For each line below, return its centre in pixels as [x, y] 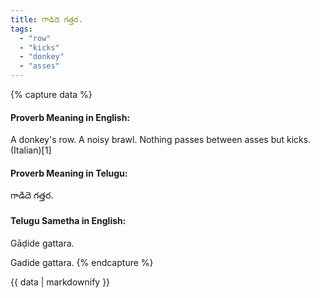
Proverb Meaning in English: [70, 117]
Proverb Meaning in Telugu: [69, 173]
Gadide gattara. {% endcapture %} [82, 262]
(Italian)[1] [31, 150]
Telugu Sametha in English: [68, 220]
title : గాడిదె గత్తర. [46, 19]
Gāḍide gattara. [42, 243]
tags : [21, 29]
